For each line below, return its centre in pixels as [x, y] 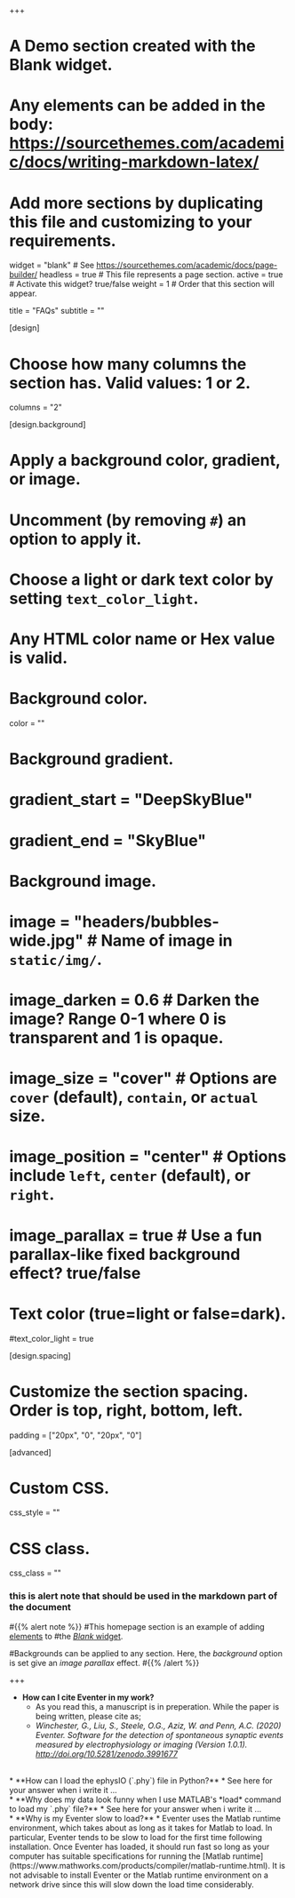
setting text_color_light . [104, 598]
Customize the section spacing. [129, 1391]
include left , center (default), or [130, 1176]
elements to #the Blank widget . [66, 1636]
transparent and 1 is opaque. [116, 1038]
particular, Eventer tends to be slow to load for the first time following [136, 1837]
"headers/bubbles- [147, 921]
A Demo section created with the [132, 46]
